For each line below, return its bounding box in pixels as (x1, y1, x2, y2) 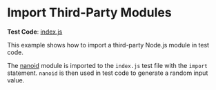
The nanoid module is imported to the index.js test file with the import (7, 61, 208, 69)
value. (7, 76, 25, 84)
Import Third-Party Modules (7, 5, 172, 21)
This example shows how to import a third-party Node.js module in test (7, 41, 209, 49)
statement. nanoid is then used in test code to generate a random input (7, 69, 208, 77)
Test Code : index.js (7, 27, 63, 36)
